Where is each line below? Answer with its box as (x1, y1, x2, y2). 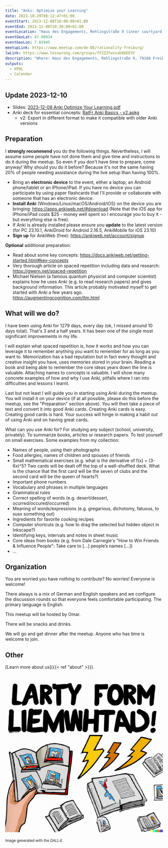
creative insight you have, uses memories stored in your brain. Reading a (5, 359, 155, 365)
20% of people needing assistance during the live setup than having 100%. (5, 169, 160, 175)
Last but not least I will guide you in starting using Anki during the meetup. (5, 390, 158, 396)
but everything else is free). (12, 216, 69, 222)
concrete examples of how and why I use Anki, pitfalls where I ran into (5, 375, 149, 381)
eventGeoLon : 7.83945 (5, 40, 50, 45)
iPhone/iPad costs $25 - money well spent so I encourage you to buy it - (12, 211, 162, 217)
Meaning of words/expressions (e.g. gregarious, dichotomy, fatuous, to (12, 505, 159, 512)
